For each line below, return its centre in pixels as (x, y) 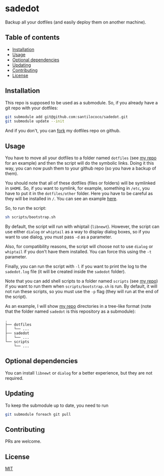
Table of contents (32, 38)
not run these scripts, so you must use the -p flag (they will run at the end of (82, 291)
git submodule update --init (35, 121)
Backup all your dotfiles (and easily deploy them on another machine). (76, 22)
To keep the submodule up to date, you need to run (57, 405)
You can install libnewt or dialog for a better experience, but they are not (79, 373)
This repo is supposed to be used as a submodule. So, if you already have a (82, 102)
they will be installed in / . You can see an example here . (61, 199)
